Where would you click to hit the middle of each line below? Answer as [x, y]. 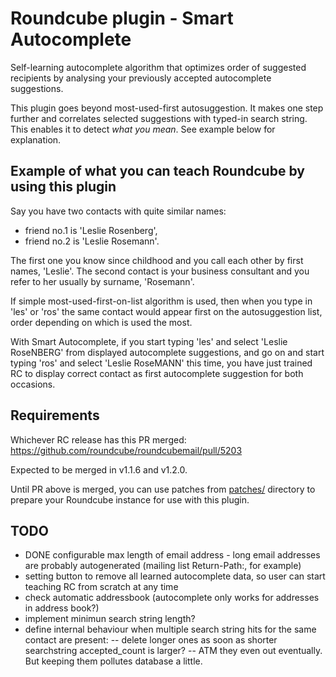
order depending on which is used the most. [101, 322]
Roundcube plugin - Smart [122, 18]
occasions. [33, 384]
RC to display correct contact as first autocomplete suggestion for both [157, 373]
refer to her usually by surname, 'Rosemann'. [102, 281]
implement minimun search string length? [110, 619]
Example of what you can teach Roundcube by [157, 171]
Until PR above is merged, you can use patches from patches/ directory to [163, 489]
